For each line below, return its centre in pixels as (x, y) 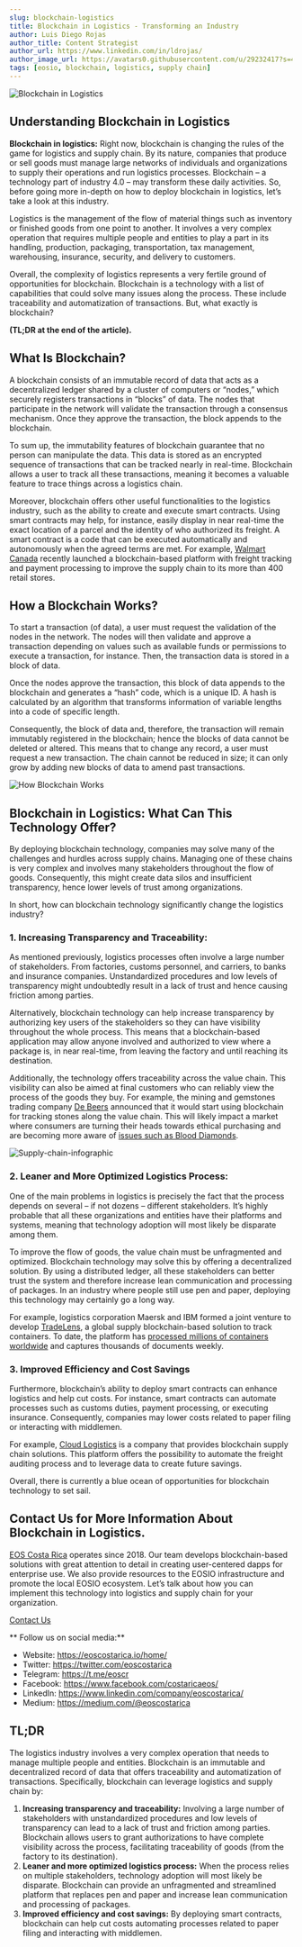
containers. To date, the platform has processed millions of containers (139, 1336)
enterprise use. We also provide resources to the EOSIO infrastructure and (147, 1573)
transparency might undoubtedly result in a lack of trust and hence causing (148, 986)
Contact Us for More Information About (121, 1519)
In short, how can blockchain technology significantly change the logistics (147, 905)
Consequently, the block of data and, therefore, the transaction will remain (147, 729)
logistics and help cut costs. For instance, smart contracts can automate (143, 1399)
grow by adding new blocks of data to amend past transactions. (127, 767)
